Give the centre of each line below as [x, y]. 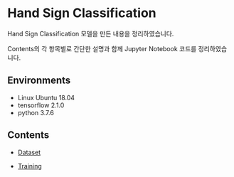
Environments [39, 81]
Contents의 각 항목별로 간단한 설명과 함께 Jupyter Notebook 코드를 [102, 48]
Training [30, 166]
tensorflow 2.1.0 [41, 105]
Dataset [29, 152]
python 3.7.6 [36, 112]
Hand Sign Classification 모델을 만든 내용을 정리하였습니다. [91, 33]
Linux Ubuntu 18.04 [46, 97]
